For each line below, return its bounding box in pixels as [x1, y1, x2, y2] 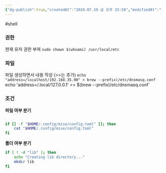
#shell [5, 21, 18, 27]
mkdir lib [14, 159, 35, 164]
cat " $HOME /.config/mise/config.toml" [14, 126, 94, 131]
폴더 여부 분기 [5, 140, 31, 146]
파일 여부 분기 [5, 107, 31, 113]
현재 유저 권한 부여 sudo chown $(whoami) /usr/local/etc [5, 46, 120, 52]
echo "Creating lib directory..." [14, 155, 85, 160]
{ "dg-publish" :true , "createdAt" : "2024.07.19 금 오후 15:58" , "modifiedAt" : [5, 7, 160, 12]
